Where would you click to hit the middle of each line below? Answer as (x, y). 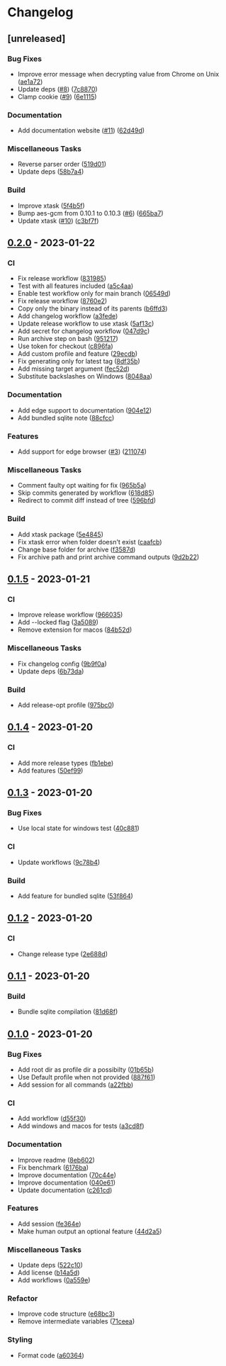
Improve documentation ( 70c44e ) (67, 1175)
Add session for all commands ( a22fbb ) (75, 1085)
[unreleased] (36, 39)
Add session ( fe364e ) (49, 1224)
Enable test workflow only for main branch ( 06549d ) (94, 293)
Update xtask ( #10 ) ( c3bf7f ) (58, 220)
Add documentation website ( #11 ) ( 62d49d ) (81, 130)
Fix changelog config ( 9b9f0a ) (62, 664)
